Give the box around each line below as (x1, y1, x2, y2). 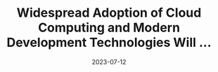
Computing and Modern (37, 20, 181, 36)
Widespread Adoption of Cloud (16, 5, 202, 21)
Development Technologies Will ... (6, 35, 212, 50)
